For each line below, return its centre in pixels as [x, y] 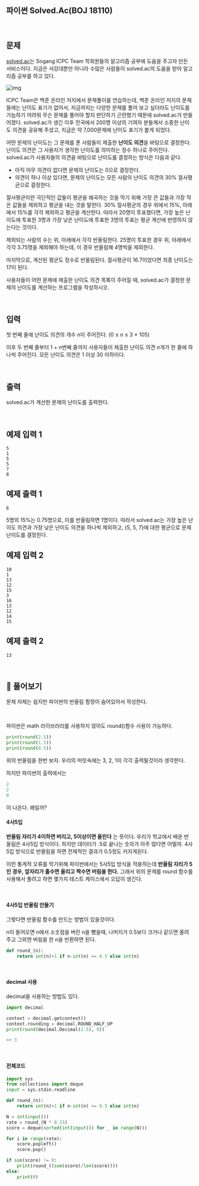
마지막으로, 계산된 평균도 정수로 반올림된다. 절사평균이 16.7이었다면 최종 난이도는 [100, 260]
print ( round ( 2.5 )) [29, 737]
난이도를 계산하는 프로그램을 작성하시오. [63, 287]
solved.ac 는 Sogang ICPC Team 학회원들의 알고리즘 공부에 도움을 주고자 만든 [97, 61]
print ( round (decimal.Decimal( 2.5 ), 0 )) [56, 1029]
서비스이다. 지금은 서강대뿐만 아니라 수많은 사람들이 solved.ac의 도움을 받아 [94, 68]
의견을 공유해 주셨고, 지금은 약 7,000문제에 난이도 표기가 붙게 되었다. [92, 130]
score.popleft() [37, 1144]
